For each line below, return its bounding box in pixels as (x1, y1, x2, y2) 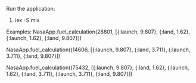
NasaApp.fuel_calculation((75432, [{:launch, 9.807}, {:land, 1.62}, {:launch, (6, 64, 189, 71)
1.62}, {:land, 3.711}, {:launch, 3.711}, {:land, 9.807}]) (6, 70, 133, 77)
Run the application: (6, 5, 55, 12)
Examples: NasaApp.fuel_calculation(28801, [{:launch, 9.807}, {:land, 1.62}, (6, 28, 191, 35)
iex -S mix (14, 17, 40, 23)
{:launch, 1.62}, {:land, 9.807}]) (6, 35, 82, 41)
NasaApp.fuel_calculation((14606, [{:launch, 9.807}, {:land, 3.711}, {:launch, (6, 46, 191, 53)
